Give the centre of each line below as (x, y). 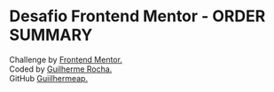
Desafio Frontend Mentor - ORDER (137, 16)
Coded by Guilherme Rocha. (61, 69)
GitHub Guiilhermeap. (49, 78)
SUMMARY (51, 35)
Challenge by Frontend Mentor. (66, 59)
